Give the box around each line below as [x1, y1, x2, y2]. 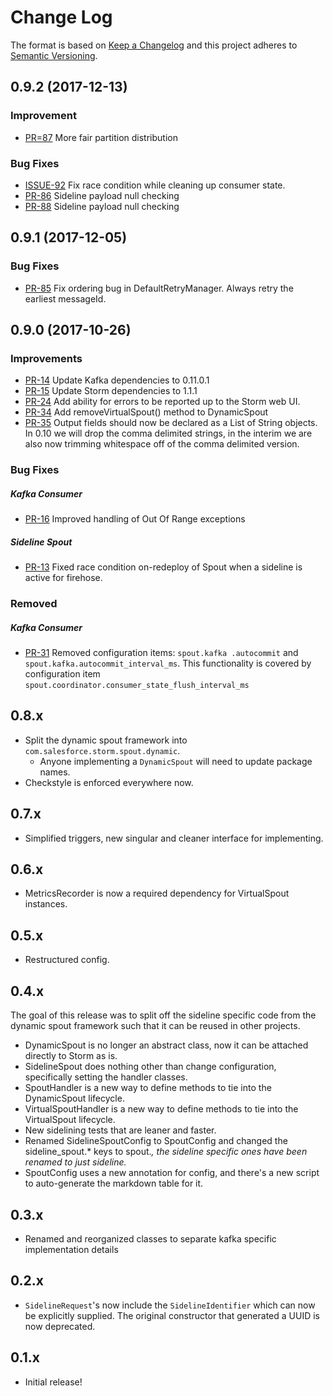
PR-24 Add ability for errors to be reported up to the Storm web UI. [24, 396, 301, 408]
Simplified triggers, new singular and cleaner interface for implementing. [24, 832, 324, 844]
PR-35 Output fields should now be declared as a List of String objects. [24, 417, 318, 429]
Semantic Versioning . [10, 49, 98, 61]
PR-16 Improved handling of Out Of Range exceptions [24, 513, 246, 525]
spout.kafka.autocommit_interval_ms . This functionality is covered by [24, 657, 312, 670]
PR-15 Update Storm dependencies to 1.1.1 [24, 385, 198, 397]
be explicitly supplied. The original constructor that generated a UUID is [24, 1309, 320, 1321]
